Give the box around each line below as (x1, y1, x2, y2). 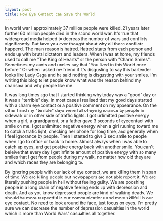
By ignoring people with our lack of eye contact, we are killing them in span (5, 169, 157, 175)
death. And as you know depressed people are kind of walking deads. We (5, 189, 153, 196)
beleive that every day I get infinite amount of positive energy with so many (5, 149, 156, 155)
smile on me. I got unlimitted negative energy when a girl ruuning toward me (5, 123, 158, 129)
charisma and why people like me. (5, 82, 74, 88)
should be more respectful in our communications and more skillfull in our (5, 195, 153, 200)
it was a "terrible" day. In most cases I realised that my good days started (5, 97, 152, 103)
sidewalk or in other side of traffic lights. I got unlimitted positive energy (5, 112, 150, 118)
